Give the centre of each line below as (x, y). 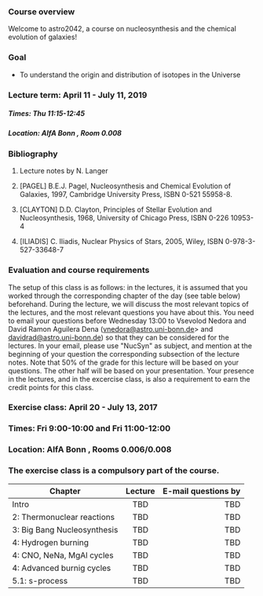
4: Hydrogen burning (50, 542)
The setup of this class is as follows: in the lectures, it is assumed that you (128, 287)
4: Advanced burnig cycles (62, 568)
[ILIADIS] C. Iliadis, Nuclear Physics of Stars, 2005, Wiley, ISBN (121, 242)
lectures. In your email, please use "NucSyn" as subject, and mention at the (130, 345)
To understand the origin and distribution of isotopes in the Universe (130, 74)
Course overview (42, 12)
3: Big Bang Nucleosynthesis (65, 529)
